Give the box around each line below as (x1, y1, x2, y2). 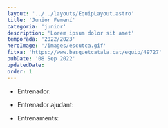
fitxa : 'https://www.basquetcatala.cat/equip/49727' (7, 49, 162, 56)
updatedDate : (7, 62, 45, 68)
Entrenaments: (17, 113, 59, 122)
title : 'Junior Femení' (7, 17, 76, 24)
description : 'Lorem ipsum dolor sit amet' (7, 29, 135, 37)
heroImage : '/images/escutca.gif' (7, 42, 107, 49)
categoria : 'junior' (7, 23, 67, 30)
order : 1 (7, 68, 32, 75)
